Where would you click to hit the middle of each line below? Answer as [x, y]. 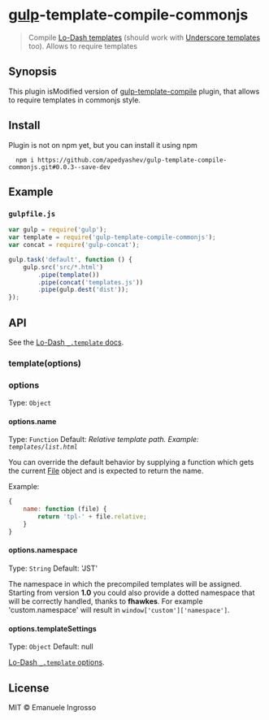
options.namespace [43, 550]
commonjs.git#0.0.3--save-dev [60, 167]
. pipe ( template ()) [69, 275]
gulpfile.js [32, 214]
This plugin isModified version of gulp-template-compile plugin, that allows [134, 91]
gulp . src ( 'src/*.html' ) [63, 267]
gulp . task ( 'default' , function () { [70, 259]
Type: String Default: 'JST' [53, 568]
